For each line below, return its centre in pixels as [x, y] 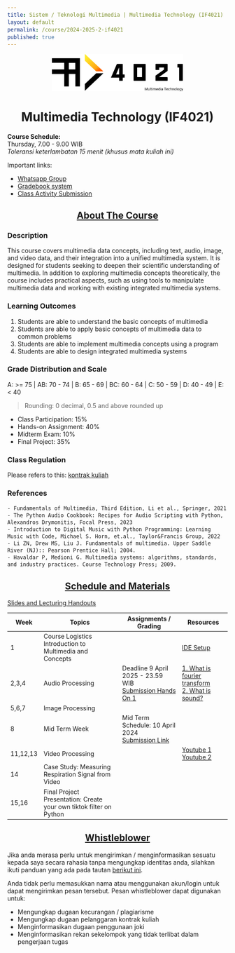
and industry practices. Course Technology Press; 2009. [92, 565]
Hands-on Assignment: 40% [58, 426]
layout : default [31, 22]
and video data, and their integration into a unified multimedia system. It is [114, 258]
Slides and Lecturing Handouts [52, 603]
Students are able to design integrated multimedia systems [102, 351]
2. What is [196, 691]
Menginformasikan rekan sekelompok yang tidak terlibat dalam [108, 934]
